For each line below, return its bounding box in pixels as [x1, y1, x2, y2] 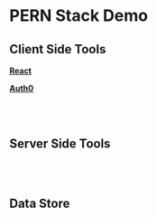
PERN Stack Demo [9, 5, 149, 26]
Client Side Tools [9, 42, 106, 57]
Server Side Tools [9, 137, 111, 152]
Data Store [9, 196, 70, 212]
